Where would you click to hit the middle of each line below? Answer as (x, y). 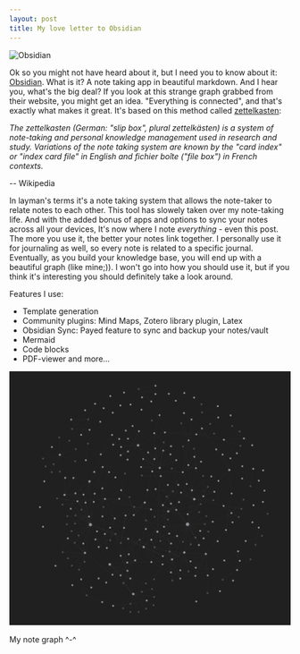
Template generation (60, 311)
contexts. (26, 166)
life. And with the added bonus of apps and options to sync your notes (139, 219)
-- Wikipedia (32, 183)
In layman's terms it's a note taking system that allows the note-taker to (141, 200)
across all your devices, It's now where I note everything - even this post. (144, 229)
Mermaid (39, 339)
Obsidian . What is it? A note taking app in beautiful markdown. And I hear (144, 81)
